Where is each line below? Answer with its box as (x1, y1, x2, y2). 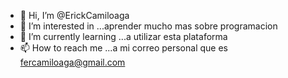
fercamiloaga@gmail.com (19, 56, 126, 68)
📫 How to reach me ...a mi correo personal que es (19, 42, 228, 54)
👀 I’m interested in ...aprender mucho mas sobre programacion (19, 20, 278, 32)
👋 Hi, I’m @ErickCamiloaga (19, 10, 130, 21)
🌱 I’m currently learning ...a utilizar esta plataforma (19, 31, 228, 42)
